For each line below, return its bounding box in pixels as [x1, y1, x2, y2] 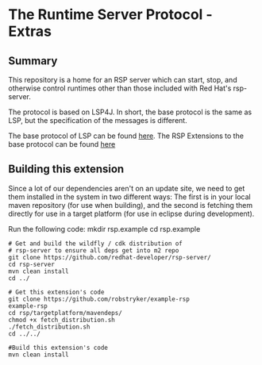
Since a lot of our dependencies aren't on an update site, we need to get [8, 183, 245, 193]
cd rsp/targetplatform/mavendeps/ [8, 309, 123, 317]
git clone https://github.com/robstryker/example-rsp [8, 295, 191, 303]
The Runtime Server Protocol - [8, 6, 213, 24]
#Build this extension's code [8, 344, 109, 352]
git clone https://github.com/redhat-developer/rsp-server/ [8, 253, 212, 261]
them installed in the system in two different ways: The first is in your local [8, 192, 252, 202]
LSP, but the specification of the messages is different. [8, 116, 188, 125]
